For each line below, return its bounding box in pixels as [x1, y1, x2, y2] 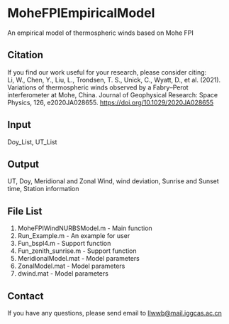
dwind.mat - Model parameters [17, 269, 108, 278]
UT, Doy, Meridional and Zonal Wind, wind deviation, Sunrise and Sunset [7, 177, 220, 185]
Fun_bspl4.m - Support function [17, 239, 111, 248]
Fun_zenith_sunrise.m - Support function [17, 247, 137, 255]
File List [7, 205, 43, 217]
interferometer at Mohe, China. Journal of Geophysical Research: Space [7, 90, 218, 99]
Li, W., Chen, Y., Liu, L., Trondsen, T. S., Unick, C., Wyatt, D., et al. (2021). [7, 75, 221, 84]
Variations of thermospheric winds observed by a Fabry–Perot [7, 83, 189, 92]
